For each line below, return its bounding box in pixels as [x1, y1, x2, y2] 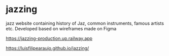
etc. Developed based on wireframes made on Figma [6, 25, 117, 31]
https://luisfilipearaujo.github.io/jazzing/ [6, 45, 89, 51]
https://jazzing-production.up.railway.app [6, 35, 93, 41]
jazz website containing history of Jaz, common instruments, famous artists [6, 20, 164, 26]
